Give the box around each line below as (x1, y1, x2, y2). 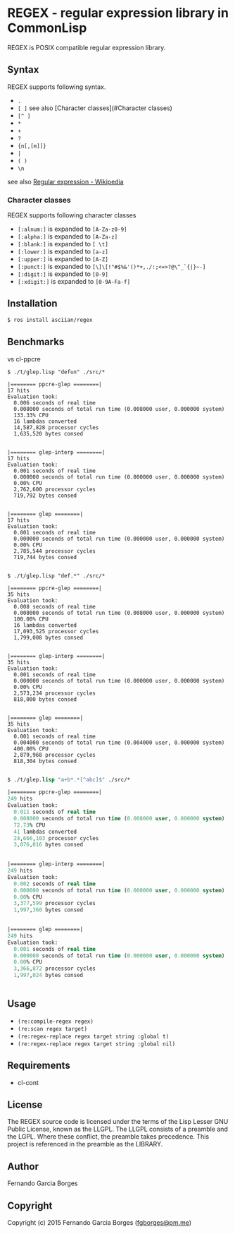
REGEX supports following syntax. (7, 83, 106, 91)
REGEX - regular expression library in (7, 5, 229, 21)
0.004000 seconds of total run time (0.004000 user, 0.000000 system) (13, 739, 225, 746)
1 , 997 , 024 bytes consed (13, 972, 83, 979)
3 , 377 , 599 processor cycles (13, 900, 96, 907)
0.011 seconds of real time (13, 808, 96, 816)
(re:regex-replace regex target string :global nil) (17, 1040, 176, 1048)
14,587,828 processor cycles (13, 424, 99, 431)
